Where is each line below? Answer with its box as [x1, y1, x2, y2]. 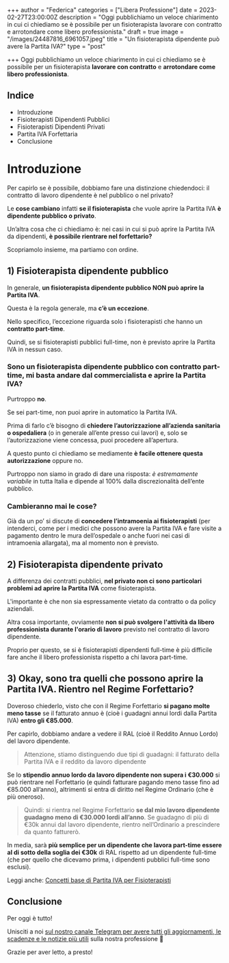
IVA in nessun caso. [7, 345, 63, 353]
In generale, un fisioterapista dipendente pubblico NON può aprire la [7, 284, 204, 292]
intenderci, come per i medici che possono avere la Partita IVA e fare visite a [7, 524, 222, 533]
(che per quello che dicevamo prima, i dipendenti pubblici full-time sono [7, 855, 211, 864]
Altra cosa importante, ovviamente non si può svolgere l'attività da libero [7, 618, 215, 626]
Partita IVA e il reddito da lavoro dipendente [23, 757, 147, 766]
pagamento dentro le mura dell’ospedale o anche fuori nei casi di [7, 531, 190, 540]
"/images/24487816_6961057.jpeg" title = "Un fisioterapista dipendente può [7, 35, 220, 43]
